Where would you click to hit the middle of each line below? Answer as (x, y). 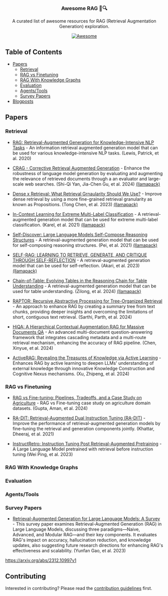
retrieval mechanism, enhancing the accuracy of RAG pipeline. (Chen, (84, 343)
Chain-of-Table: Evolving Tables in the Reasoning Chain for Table (80, 280)
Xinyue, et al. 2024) (33, 348)
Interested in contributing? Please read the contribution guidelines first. (79, 588)
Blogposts (23, 101)
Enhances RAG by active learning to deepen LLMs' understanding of (83, 363)
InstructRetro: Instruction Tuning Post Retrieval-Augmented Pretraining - (87, 444)
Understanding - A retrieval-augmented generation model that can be (84, 286)
